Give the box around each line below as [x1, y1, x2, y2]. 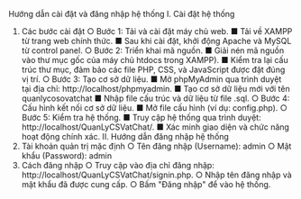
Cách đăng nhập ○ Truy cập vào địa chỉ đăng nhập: [21, 160, 215, 170]
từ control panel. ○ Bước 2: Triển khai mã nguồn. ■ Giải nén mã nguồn [21, 45, 285, 56]
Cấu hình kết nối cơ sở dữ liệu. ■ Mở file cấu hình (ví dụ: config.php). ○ [21, 103, 287, 113]
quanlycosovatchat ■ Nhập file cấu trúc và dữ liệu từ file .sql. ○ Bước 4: [21, 93, 290, 104]
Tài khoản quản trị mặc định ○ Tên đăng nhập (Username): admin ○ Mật [21, 140, 292, 151]
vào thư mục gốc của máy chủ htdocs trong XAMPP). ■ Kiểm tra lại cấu [21, 55, 289, 65]
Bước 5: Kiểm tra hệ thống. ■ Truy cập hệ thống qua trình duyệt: [21, 113, 262, 122]
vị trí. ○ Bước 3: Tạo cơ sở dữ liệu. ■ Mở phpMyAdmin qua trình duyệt [21, 74, 282, 85]
